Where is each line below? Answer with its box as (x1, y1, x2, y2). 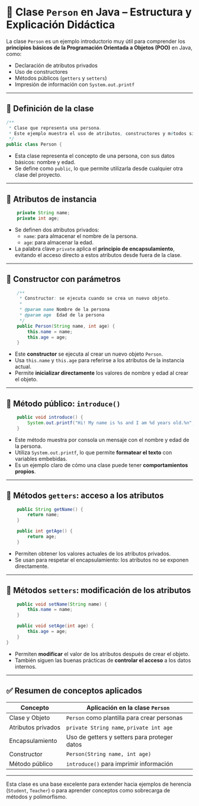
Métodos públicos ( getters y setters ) (14, 74, 107, 81)
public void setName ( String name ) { (17, 601, 108, 607)
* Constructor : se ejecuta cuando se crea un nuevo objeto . (19, 296, 171, 302)
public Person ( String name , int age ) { (17, 323, 115, 329)
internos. (14, 663, 37, 670)
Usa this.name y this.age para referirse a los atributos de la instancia (14, 357, 185, 364)
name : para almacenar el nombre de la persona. (23, 232, 138, 240)
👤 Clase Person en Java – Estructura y (6, 5, 192, 19)
